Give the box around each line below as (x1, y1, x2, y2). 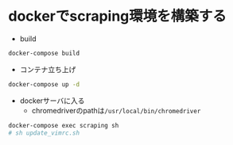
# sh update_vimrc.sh (8, 128, 80, 137)
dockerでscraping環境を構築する (8, 7, 227, 25)
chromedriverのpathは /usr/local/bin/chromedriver (31, 105, 201, 115)
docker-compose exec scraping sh (8, 121, 119, 129)
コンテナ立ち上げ (19, 64, 76, 74)
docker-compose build (8, 49, 80, 57)
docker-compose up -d (8, 80, 80, 88)
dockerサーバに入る (19, 96, 85, 105)
